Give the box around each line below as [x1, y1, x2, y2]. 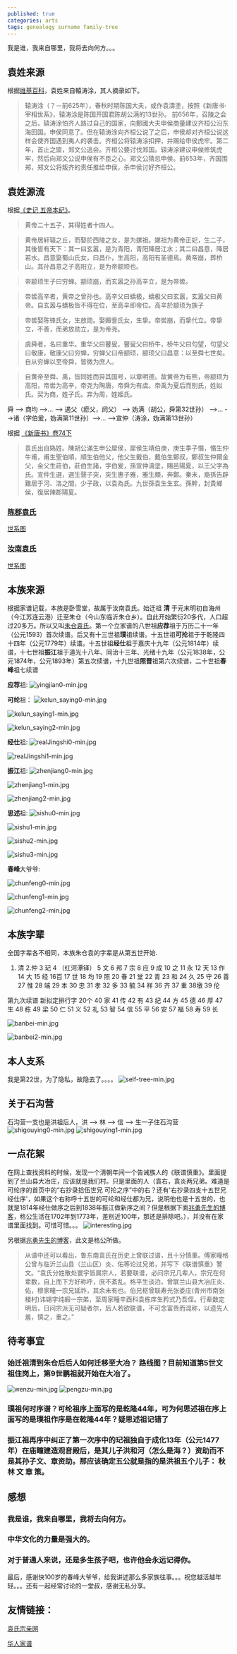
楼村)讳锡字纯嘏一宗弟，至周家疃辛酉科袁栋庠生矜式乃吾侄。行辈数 [24, 1295, 219, 1303]
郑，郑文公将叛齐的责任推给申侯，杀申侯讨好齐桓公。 [24, 163, 180, 171]
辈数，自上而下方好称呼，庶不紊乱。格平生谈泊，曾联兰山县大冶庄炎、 [24, 1277, 229, 1286]
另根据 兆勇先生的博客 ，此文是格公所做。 [7, 1236, 125, 1244]
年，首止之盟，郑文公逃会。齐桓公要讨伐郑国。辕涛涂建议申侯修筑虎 [24, 145, 223, 154]
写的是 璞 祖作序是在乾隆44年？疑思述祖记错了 [14, 1415, 169, 1425]
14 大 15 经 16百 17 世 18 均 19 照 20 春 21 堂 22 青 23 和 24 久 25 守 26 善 [17, 973, 230, 981]
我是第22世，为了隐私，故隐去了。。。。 [7, 1075, 118, 1083]
